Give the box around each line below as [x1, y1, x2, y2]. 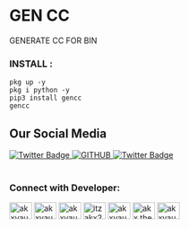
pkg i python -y [9, 86, 70, 95]
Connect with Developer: [9, 181, 121, 194]
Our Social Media [9, 126, 107, 141]
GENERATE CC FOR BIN [9, 35, 98, 46]
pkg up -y [9, 78, 47, 87]
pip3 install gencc [9, 93, 82, 103]
